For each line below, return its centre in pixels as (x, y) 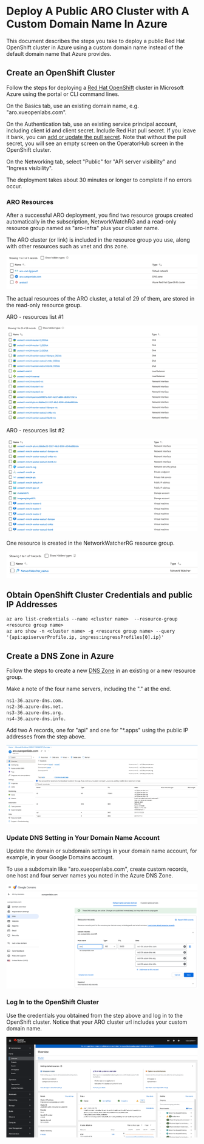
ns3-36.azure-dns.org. (35, 713)
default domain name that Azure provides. (59, 53)
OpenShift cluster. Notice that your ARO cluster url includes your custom (97, 1022)
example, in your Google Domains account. (60, 857)
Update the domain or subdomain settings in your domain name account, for (102, 851)
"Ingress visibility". (29, 168)
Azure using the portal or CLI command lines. (63, 94)
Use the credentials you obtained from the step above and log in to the (95, 1015)
